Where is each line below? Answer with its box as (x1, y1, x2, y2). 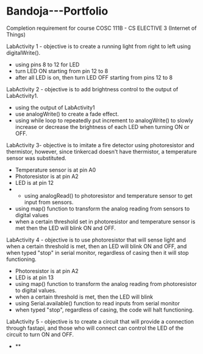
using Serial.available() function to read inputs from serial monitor (15, 299, 180, 307)
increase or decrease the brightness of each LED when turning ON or (15, 123, 190, 130)
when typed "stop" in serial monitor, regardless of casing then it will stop (6, 249, 189, 256)
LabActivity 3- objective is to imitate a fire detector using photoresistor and (6, 141, 195, 148)
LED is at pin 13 (15, 274, 54, 281)
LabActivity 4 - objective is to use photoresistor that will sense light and (6, 236, 186, 243)
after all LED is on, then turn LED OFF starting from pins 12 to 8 (15, 74, 173, 81)
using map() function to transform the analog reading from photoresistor (15, 280, 197, 287)
